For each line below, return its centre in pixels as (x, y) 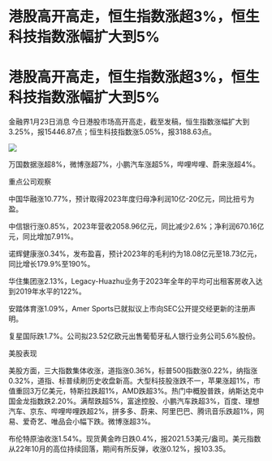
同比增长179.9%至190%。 (52, 264)
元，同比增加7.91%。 (43, 237)
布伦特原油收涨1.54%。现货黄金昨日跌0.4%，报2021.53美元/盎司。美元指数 (135, 439)
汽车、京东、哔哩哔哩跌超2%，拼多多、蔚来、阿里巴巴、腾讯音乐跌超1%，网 (136, 411)
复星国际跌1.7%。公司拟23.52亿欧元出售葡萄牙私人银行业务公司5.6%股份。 (134, 336)
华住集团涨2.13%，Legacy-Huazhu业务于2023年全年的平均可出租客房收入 (132, 281)
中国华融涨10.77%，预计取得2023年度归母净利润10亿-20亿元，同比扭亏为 (132, 199)
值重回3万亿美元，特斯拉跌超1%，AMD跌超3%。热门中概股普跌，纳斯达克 (133, 391)
